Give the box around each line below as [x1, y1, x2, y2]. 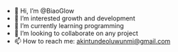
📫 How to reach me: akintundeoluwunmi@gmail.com [14, 37, 171, 45]
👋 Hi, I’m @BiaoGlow [14, 7, 75, 15]
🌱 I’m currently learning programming [14, 22, 125, 30]
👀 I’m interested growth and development [14, 14, 135, 22]
